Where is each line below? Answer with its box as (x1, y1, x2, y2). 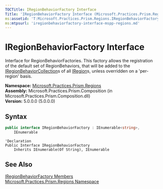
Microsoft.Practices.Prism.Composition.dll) (5, 93, 91, 99)
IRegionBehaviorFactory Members (5, 173, 74, 179)
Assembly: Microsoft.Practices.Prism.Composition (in (5, 88, 113, 94)
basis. (20, 74, 33, 79)
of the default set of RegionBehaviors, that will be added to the (5, 63, 130, 69)
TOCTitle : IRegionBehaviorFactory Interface (5, 7, 97, 12)
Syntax (5, 113, 27, 121)
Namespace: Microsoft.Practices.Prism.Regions (5, 83, 101, 89)
